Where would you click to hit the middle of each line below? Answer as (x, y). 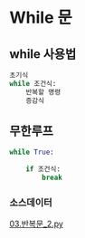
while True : (32, 152)
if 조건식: (43, 169)
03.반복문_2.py (36, 224)
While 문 (41, 18)
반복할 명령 (43, 92)
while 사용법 (43, 54)
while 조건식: (33, 83)
